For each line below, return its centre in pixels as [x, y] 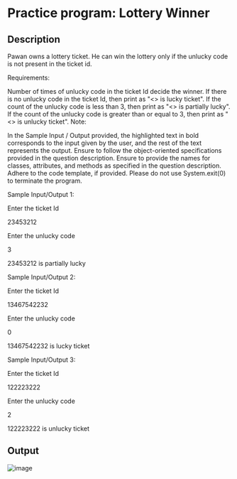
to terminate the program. [45, 181]
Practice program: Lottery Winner [109, 13]
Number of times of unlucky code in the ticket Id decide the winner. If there [117, 91]
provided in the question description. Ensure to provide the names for [109, 158]
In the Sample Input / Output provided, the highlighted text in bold [103, 135]
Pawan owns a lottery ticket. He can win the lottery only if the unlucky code [118, 56]
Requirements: [28, 77]
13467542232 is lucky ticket [49, 346]
